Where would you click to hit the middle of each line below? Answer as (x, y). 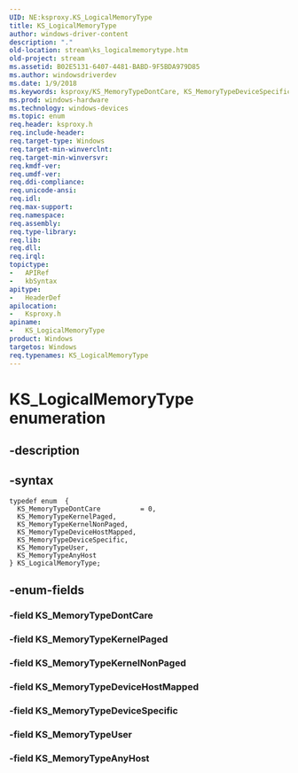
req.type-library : (43, 231)
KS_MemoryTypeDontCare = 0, (87, 509)
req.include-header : (47, 133)
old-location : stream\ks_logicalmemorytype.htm (99, 51)
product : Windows (41, 339)
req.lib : (25, 240)
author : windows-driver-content (69, 34)
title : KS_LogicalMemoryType (63, 26)
